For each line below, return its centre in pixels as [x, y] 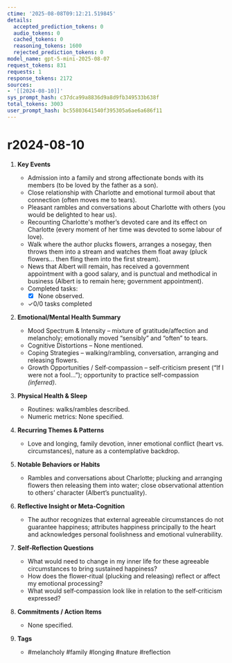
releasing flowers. [53, 360]
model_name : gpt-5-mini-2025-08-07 [59, 59]
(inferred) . [42, 382]
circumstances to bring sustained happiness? [92, 568]
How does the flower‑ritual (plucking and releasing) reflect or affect [124, 576]
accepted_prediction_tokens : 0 [59, 26]
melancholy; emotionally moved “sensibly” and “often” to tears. [117, 338]
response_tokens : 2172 [40, 78]
